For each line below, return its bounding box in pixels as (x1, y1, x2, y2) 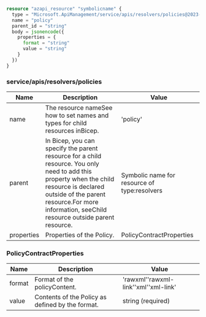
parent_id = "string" (12, 23, 67, 29)
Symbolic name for (121, 170, 176, 179)
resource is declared (45, 182, 105, 191)
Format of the (34, 275, 74, 284)
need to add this (45, 167, 92, 175)
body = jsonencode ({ (12, 28, 64, 35)
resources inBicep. (45, 126, 99, 135)
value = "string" (22, 46, 67, 52)
